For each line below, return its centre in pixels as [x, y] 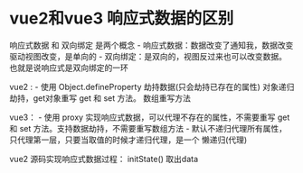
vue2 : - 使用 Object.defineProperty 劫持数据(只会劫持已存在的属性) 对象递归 [152, 86]
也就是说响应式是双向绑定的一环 [69, 68]
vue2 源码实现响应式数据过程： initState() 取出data [104, 159]
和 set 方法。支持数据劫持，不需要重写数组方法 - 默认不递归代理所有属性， [148, 128]
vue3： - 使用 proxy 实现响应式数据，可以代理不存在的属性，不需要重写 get [150, 117]
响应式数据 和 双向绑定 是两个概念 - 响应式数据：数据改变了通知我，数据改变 [151, 45]
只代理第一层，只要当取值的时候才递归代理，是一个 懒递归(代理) [128, 140]
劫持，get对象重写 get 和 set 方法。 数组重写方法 [100, 98]
